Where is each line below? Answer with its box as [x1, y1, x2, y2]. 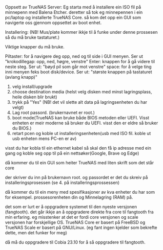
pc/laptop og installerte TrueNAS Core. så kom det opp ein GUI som [5, 15, 142, 20]
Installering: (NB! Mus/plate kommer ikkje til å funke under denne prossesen [5, 29, 158, 35]
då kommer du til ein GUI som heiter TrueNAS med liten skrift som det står [5, 160, 154, 165]
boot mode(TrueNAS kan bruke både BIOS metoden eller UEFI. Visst [12, 115, 150, 120]
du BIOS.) [12, 125, 32, 131]
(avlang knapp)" [5, 74, 38, 80]
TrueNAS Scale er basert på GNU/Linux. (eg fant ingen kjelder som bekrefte [5, 225, 158, 230]
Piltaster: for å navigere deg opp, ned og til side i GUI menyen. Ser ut [5, 53, 143, 59]
